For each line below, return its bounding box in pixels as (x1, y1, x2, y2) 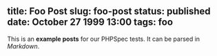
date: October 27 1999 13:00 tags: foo (7, 17, 174, 28)
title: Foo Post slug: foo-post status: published (7, 6, 211, 17)
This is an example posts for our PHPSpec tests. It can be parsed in (7, 35, 200, 43)
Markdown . (7, 41, 40, 50)
